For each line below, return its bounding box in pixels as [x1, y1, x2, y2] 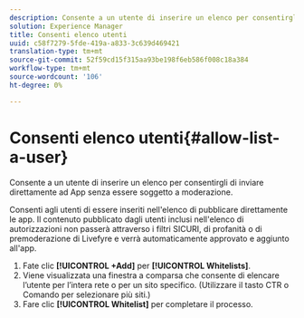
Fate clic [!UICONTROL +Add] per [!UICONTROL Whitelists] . [22, 260, 252, 271]
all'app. [9, 242, 37, 254]
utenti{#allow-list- [138, 128, 280, 148]
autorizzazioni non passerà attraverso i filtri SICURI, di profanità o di [9, 223, 262, 234]
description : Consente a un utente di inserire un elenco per [9, 13, 249, 23]
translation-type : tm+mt [9, 47, 103, 56]
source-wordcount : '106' [9, 72, 103, 82]
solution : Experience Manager [9, 22, 124, 31]
